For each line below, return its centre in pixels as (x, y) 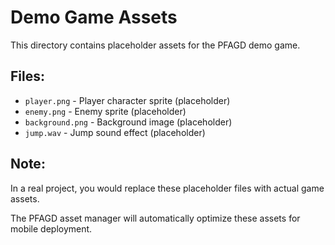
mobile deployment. (51, 228)
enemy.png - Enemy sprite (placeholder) (105, 111)
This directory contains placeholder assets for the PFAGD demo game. (155, 45)
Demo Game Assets (94, 17)
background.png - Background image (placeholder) (128, 122)
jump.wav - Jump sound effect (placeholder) (115, 132)
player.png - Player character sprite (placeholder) (127, 100)
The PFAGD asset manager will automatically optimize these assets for (155, 218)
